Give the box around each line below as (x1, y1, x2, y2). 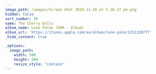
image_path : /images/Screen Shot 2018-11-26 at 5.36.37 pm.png (5, 7, 137, 12)
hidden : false (5, 12, 34, 17)
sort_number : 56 (5, 16, 38, 21)
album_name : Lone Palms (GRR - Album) (5, 25, 84, 30)
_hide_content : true (5, 35, 47, 40)
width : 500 (14, 52, 36, 57)
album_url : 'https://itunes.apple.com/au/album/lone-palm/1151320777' (5, 30, 152, 35)
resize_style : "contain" (14, 62, 65, 67)
